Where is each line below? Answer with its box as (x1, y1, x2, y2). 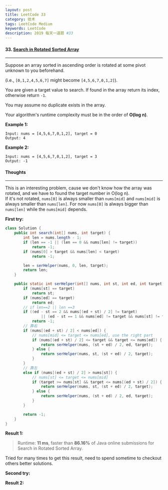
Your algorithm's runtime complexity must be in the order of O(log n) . (5, 112, 148, 118)
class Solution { (5, 226, 41, 231)
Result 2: (5, 480, 24, 486)
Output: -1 (5, 159, 28, 164)
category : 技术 (5, 17, 35, 22)
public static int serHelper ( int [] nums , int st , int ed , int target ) (14, 281, 164, 286)
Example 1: (5, 122, 28, 128)
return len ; (23, 267, 48, 273)
